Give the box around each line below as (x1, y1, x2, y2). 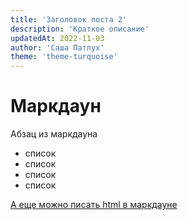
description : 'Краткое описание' (10, 24, 150, 34)
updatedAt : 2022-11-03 (10, 33, 105, 43)
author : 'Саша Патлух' (10, 42, 105, 53)
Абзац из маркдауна (10, 128, 98, 140)
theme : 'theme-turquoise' (10, 52, 118, 62)
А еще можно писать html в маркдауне (10, 199, 178, 211)
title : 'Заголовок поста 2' (10, 14, 128, 25)
